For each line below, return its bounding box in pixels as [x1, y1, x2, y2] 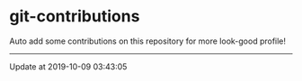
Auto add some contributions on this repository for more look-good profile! [9, 36, 286, 46]
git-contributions [9, 6, 140, 27]
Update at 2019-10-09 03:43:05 [9, 61, 128, 72]
